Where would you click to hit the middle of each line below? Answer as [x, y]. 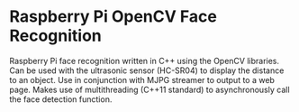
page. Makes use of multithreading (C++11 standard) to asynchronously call [149, 89]
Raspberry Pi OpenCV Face [113, 17]
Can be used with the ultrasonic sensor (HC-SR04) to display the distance [147, 70]
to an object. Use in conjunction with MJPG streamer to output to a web [142, 79]
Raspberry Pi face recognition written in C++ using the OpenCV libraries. [145, 61]
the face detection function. [61, 99]
